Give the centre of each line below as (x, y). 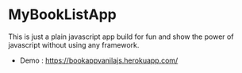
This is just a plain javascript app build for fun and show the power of (121, 36)
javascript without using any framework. (74, 44)
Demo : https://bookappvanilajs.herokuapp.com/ (99, 60)
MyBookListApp (62, 15)
